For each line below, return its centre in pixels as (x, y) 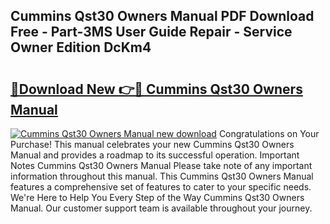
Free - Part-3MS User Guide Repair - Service (151, 32)
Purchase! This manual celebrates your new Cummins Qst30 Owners (152, 144)
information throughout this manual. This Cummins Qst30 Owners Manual (162, 176)
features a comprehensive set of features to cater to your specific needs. (161, 187)
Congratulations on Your (269, 133)
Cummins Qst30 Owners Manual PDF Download (162, 16)
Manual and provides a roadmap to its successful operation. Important (155, 155)
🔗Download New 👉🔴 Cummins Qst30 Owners (156, 89)
